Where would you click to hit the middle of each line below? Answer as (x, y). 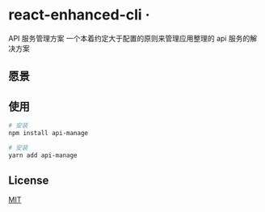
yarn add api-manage (43, 155)
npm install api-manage (48, 134)
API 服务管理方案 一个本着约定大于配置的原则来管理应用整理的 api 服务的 (129, 38)
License (29, 181)
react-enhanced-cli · (80, 15)
